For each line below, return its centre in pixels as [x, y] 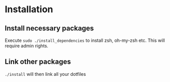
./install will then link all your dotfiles [45, 74]
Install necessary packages [49, 28]
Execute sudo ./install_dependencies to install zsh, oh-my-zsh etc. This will [85, 40]
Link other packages [38, 62]
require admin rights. [27, 46]
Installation [29, 9]
